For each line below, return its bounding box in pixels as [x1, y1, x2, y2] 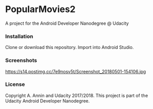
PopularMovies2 [5, 4, 75, 15]
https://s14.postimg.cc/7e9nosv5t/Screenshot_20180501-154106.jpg [5, 68, 146, 74]
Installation [5, 33, 34, 40]
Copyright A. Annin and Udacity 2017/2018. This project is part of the [5, 92, 148, 98]
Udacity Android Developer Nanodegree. [5, 97, 90, 104]
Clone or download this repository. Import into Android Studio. [5, 44, 134, 50]
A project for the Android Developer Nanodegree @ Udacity [5, 20, 129, 26]
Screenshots [5, 57, 37, 64]
